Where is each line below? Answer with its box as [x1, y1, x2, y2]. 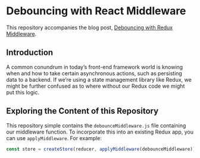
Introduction [6, 48, 54, 58]
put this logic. [6, 88, 40, 96]
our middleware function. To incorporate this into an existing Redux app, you [6, 128, 193, 135]
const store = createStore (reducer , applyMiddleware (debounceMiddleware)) [6, 146, 196, 152]
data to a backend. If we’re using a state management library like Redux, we [6, 76, 192, 83]
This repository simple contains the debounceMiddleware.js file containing [6, 122, 186, 129]
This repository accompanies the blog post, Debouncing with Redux [6, 24, 173, 31]
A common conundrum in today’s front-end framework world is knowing [6, 63, 183, 70]
